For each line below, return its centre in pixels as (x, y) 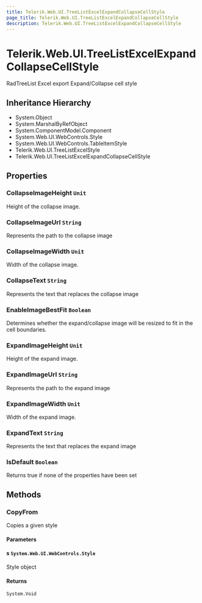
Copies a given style (32, 525)
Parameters (21, 539)
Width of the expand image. (41, 417)
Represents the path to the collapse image (60, 235)
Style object (21, 567)
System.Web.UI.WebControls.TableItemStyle (71, 144)
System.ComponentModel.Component (63, 131)
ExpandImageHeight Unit (45, 345)
